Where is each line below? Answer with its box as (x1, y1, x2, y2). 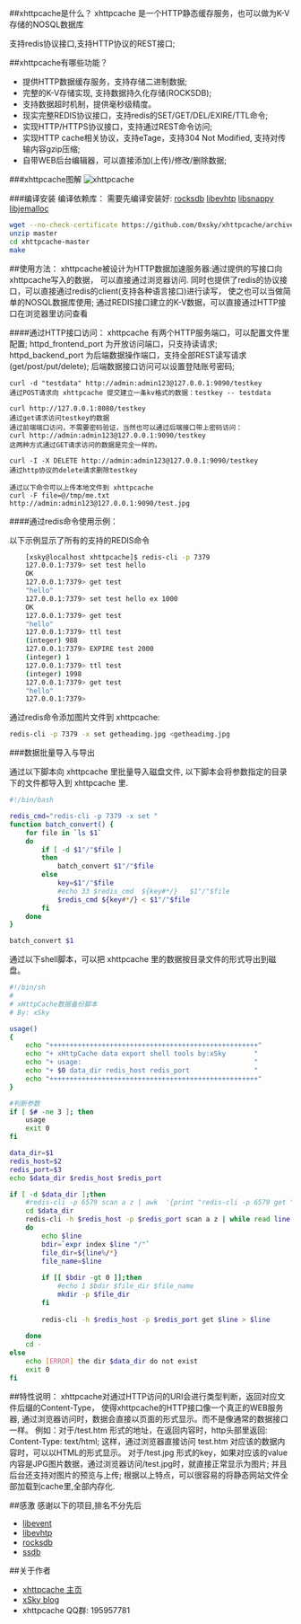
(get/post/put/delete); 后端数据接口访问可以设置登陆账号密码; (9, 360, 236, 371)
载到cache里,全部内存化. (24, 1480, 116, 1491)
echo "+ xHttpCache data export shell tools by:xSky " (25, 1049, 258, 1058)
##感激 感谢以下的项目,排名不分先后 (9, 1499, 142, 1511)
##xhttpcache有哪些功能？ (9, 57, 108, 67)
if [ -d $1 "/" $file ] (41, 845, 123, 854)
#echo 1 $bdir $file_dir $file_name (56, 1282, 194, 1291)
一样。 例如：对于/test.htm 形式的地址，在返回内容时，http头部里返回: (9, 1425, 268, 1435)
